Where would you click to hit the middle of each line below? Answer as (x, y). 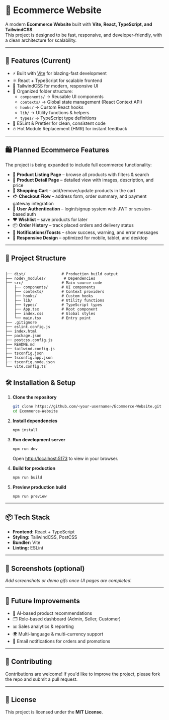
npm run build (27, 477)
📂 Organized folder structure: (43, 91)
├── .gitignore (21, 323)
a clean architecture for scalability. (41, 40)
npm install (25, 430)
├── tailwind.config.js (30, 349)
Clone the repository (34, 397)
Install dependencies (35, 421)
